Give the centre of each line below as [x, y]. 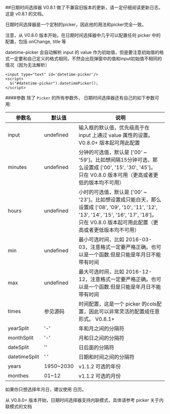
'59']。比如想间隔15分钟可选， [116, 160]
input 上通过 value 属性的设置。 [116, 135]
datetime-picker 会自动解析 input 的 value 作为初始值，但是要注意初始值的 [82, 52]
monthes [18, 376]
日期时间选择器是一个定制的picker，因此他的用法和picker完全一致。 [76, 25]
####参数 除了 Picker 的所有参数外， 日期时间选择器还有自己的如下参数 [80, 98]
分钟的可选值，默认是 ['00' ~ [113, 152]
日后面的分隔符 [97, 348]
